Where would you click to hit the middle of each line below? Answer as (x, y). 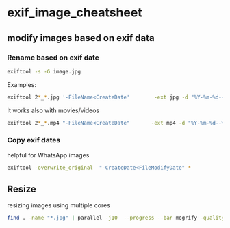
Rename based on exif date (53, 58)
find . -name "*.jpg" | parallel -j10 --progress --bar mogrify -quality (116, 218)
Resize (22, 189)
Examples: (22, 84)
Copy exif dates (34, 140)
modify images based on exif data (81, 38)
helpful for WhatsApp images (48, 155)
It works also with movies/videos (53, 110)
